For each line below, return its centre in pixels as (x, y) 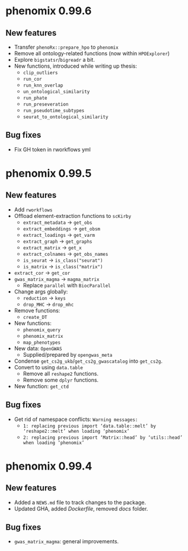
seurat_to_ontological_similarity (66, 117)
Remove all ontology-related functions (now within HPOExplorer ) (92, 53)
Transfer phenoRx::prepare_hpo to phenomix (66, 47)
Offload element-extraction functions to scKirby (73, 216)
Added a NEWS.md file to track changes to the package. (80, 502)
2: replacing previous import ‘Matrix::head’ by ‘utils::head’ (103, 438)
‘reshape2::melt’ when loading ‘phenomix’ (76, 431)
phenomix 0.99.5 (49, 173)
